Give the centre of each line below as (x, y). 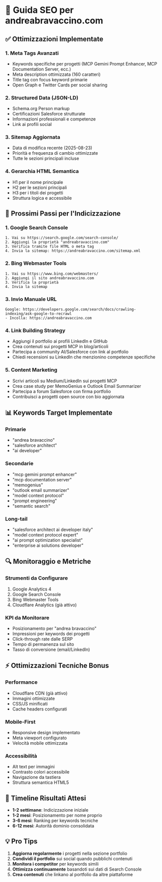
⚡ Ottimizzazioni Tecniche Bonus (57, 666)
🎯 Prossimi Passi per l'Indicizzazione (63, 213)
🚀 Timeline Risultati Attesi (46, 798)
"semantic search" (31, 506)
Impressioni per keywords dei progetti (51, 634)
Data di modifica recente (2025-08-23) (52, 148)
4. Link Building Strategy (35, 330)
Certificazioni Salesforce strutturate (49, 114)
